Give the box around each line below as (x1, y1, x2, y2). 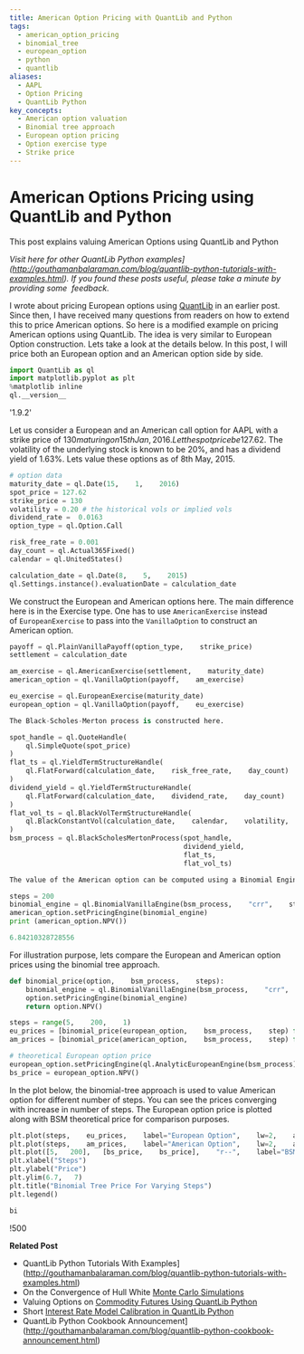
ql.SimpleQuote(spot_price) (25, 741, 131, 750)
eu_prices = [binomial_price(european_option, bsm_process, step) (9, 1026, 290, 1036)
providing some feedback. (9, 282, 110, 293)
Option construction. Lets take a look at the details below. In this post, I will (9, 338, 288, 349)
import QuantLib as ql (9, 366, 95, 375)
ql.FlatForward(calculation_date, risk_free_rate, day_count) (25, 767, 290, 776)
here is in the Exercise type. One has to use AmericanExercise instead (9, 605, 268, 616)
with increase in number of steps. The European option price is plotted (9, 1103, 273, 1114)
